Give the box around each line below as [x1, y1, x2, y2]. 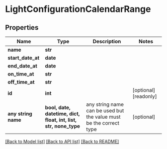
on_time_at [7, 71, 34, 77]
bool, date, [45, 104, 71, 111]
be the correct [86, 120, 120, 126]
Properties [5, 23, 39, 32]
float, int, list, [45, 117, 77, 123]
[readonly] [132, 93, 158, 100]
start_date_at [7, 55, 40, 61]
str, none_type [45, 123, 81, 130]
